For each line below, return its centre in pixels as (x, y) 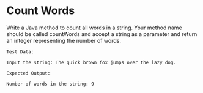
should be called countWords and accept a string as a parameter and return (102, 34)
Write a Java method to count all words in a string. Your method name (94, 28)
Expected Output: (28, 73)
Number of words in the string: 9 (50, 84)
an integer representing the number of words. (64, 40)
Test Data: (20, 52)
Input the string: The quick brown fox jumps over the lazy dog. (91, 62)
